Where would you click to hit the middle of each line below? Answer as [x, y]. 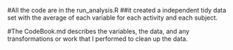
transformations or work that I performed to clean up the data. [98, 39]
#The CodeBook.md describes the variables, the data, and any [98, 31]
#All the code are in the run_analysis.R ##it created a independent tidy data [117, 10]
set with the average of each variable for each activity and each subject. [113, 18]
